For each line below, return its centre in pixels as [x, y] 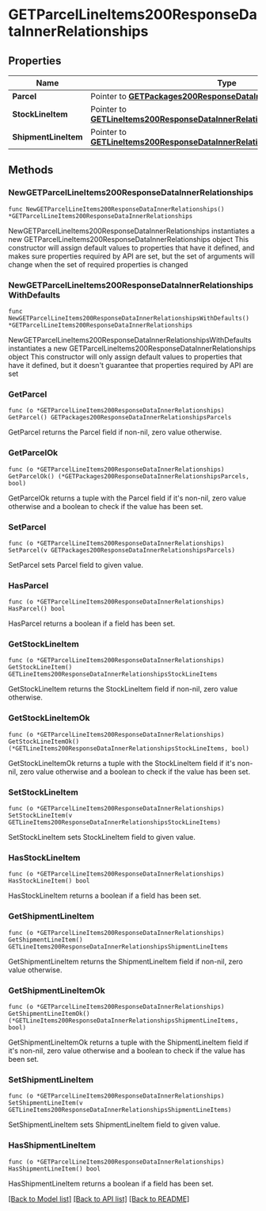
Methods [31, 170]
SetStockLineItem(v [40, 816]
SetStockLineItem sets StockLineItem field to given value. [102, 837]
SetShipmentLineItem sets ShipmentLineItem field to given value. [114, 1125]
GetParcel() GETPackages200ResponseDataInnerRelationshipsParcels [120, 418]
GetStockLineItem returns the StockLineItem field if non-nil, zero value [123, 689]
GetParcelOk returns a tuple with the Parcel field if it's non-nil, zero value [127, 498]
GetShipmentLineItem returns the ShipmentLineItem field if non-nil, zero [125, 961]
